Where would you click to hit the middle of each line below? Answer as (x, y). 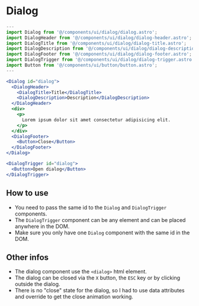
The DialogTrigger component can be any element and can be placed (100, 220)
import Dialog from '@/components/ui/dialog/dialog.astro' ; (82, 32)
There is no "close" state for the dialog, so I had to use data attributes (99, 291)
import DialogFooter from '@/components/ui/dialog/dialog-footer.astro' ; (99, 54)
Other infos (28, 257)
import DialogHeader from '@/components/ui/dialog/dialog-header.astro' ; (99, 38)
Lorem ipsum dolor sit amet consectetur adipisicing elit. (96, 120)
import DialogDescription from (45, 49)
